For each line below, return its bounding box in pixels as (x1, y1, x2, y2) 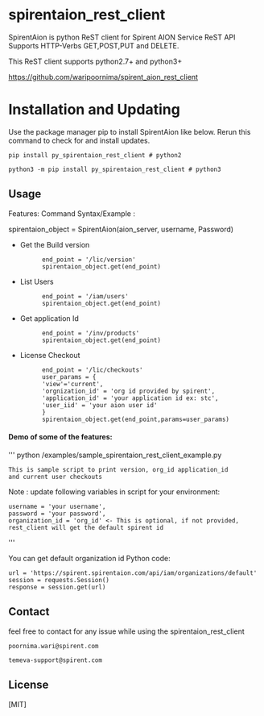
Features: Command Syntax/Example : (8, 208, 135, 219)
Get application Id (19, 313, 79, 323)
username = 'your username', (8, 502, 106, 510)
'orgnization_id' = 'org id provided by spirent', (41, 387, 216, 395)
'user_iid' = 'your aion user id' (41, 401, 158, 409)
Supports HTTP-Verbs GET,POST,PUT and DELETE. (8, 40, 179, 50)
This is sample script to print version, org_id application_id (8, 465, 229, 473)
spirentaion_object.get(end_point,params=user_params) (41, 415, 230, 423)
